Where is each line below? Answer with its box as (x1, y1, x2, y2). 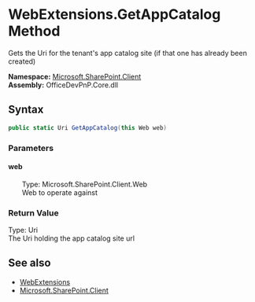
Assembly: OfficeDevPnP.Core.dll (8, 80, 119, 90)
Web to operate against (22, 187, 98, 197)
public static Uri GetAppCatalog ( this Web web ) (8, 123, 168, 131)
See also (8, 256, 51, 270)
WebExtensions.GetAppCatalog (8, 6, 221, 24)
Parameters (8, 142, 54, 153)
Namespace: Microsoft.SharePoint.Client (8, 72, 142, 81)
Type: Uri (8, 226, 38, 235)
